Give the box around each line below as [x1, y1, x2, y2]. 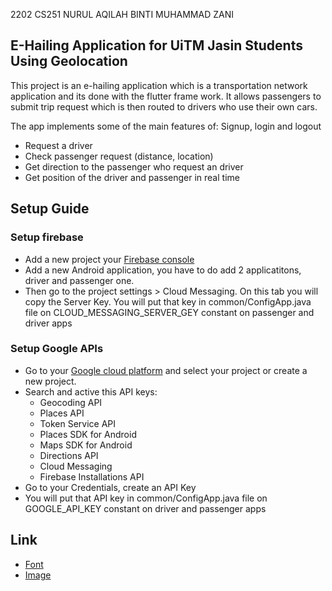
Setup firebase [10, 230, 84, 244]
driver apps [24, 317, 73, 329]
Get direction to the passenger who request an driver [24, 160, 244, 173]
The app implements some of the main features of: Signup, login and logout [10, 120, 322, 132]
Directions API [39, 449, 99, 461]
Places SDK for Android [39, 428, 137, 440]
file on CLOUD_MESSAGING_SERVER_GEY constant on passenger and [24, 306, 315, 318]
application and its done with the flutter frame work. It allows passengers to [10, 90, 322, 102]
